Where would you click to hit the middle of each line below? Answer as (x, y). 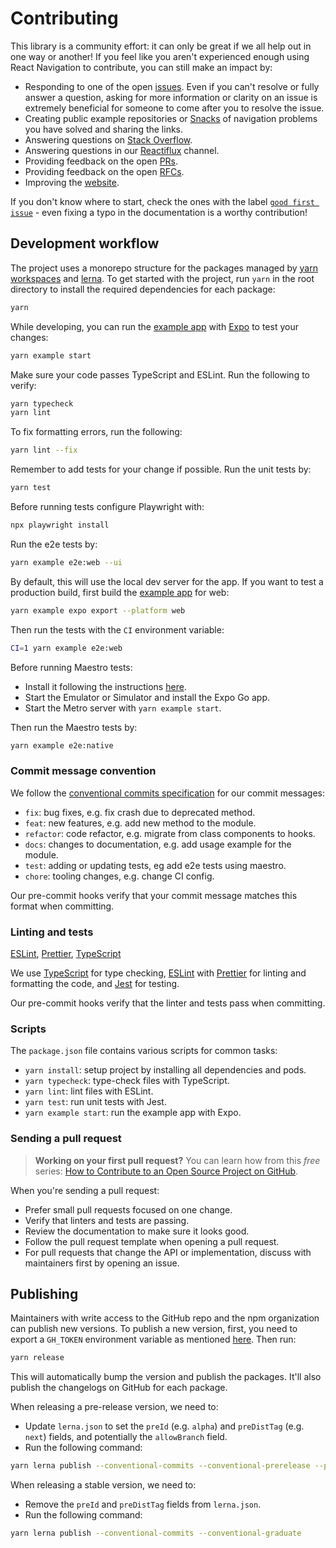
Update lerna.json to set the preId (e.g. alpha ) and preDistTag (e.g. (164, 1426)
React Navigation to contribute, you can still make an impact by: (141, 67)
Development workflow (85, 243)
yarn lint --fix (44, 450)
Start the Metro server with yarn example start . (123, 708)
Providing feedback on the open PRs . (101, 161)
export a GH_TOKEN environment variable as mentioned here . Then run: (153, 1339)
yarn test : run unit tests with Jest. (95, 1102)
